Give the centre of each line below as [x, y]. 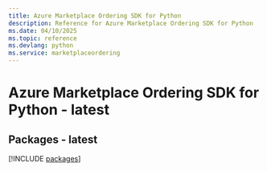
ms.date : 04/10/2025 [43, 31]
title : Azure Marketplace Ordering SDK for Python [95, 16]
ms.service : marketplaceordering [64, 53]
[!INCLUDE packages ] [45, 159]
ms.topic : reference [43, 38]
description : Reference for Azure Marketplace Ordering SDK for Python [131, 23]
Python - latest [59, 110]
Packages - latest [53, 139]
